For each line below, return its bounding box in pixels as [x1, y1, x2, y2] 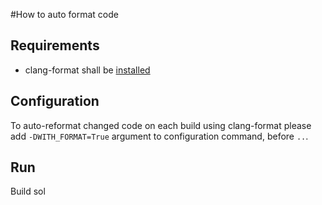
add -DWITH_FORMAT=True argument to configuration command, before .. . [10, 130, 309, 142]
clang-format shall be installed [24, 64, 151, 76]
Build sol [10, 185, 46, 198]
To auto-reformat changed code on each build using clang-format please [10, 119, 312, 131]
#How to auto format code [10, 9, 119, 20]
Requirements [10, 37, 100, 54]
